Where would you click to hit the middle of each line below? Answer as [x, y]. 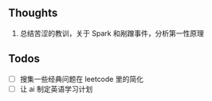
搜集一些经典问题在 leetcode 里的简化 [81, 79]
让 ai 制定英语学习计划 [56, 89]
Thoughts [33, 13]
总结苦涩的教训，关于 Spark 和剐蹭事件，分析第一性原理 [112, 33]
